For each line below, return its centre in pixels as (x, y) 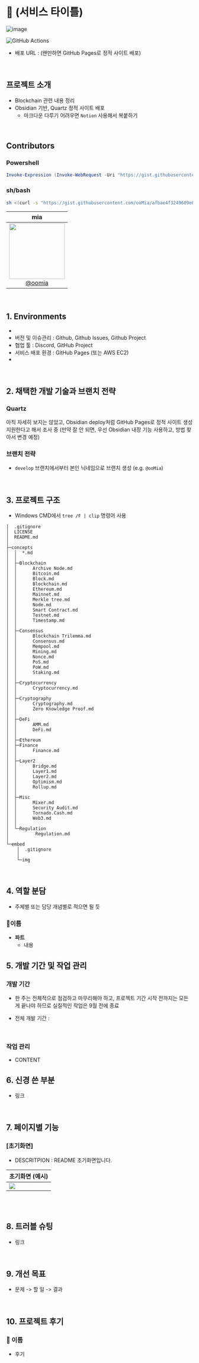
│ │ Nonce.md (30, 657)
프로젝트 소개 (29, 85)
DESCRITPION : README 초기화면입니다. (63, 1160)
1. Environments (36, 316)
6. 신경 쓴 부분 (31, 1080)
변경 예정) (28, 437)
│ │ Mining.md (32, 652)
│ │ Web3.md (29, 819)
